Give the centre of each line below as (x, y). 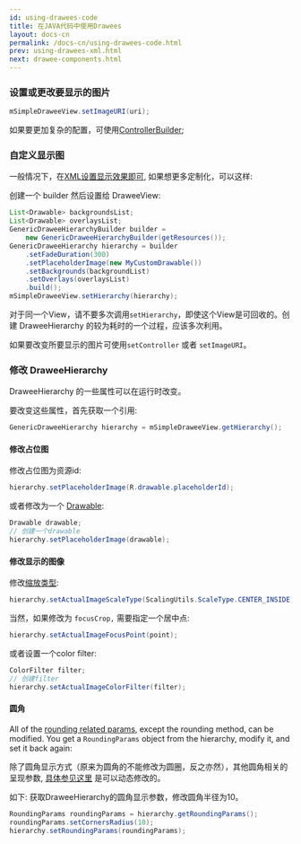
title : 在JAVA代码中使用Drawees (66, 26)
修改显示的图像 (37, 561)
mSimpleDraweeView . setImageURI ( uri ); (80, 112)
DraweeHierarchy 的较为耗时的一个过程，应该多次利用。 (123, 326)
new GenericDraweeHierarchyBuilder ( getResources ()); (126, 238)
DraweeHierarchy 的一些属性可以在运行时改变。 (98, 391)
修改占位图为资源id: (45, 470)
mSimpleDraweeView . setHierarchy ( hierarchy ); (94, 296)
